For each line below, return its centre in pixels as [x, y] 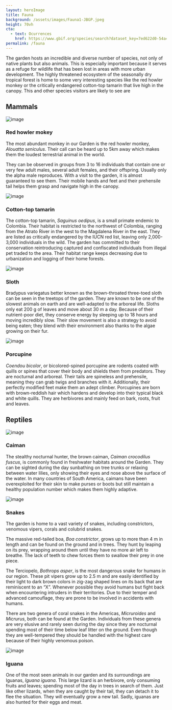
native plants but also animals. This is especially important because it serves [86, 63]
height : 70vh [20, 24]
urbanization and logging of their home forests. [55, 259]
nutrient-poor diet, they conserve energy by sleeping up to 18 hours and [82, 315]
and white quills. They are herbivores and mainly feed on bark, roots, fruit [83, 398]
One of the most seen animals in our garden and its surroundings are [78, 675]
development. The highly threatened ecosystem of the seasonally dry [79, 74]
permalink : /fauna [25, 44]
